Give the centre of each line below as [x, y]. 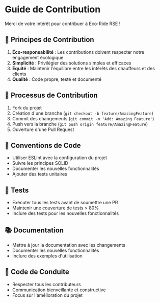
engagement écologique [38, 57]
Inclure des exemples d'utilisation [47, 256]
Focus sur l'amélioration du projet [47, 295]
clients [19, 74]
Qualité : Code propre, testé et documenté [57, 79]
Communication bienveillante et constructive [59, 290]
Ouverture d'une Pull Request [43, 129]
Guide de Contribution [53, 9]
